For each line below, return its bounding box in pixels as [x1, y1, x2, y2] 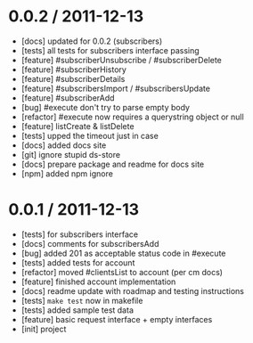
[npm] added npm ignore [20, 167, 113, 179]
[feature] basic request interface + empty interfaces [20, 314, 213, 324]
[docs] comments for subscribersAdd [20, 238, 159, 249]
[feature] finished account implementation [20, 276, 176, 287]
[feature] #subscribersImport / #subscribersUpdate [20, 83, 211, 94]
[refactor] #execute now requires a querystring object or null [20, 111, 244, 122]
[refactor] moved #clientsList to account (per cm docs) [20, 266, 224, 277]
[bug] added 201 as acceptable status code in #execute [20, 248, 226, 258]
